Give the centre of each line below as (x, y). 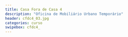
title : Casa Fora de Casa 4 (34, 9)
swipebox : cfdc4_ (23, 27)
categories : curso (24, 23)
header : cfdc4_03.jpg (27, 18)
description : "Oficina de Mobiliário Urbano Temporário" (64, 14)
